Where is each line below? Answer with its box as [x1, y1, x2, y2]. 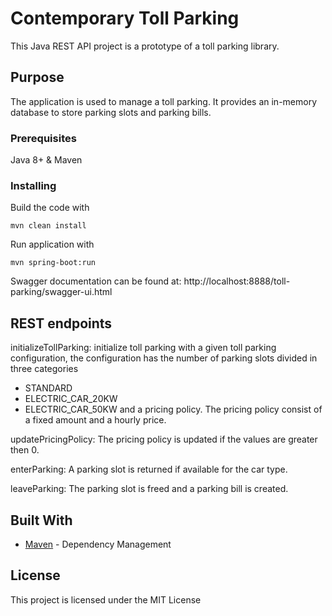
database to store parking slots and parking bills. [10, 106, 212, 118]
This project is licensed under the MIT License [10, 593, 202, 606]
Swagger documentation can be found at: [10, 275, 182, 287]
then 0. [10, 444, 40, 456]
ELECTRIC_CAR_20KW [24, 393, 118, 405]
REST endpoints [10, 315, 113, 332]
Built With [10, 512, 73, 529]
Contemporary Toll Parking [10, 7, 240, 30]
